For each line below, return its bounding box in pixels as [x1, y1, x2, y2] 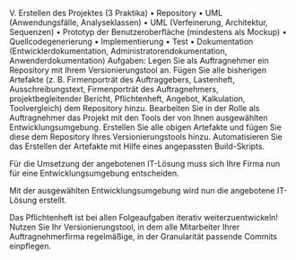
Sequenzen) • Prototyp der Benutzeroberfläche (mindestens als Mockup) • [9, 27, 287, 37]
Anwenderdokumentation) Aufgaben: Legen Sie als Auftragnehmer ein [9, 56, 269, 65]
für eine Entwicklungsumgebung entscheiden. [9, 168, 179, 178]
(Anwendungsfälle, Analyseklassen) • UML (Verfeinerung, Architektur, [9, 17, 268, 28]
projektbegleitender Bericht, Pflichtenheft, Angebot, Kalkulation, [9, 93, 246, 104]
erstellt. [39, 195, 67, 205]
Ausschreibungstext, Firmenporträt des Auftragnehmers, [9, 84, 219, 94]
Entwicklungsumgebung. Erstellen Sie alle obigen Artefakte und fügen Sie [9, 122, 283, 133]
